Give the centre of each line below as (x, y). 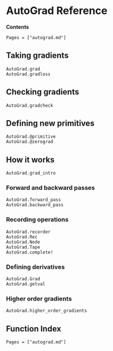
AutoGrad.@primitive (31, 137)
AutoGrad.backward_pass (35, 205)
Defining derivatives (36, 267)
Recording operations (37, 220)
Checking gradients (43, 92)
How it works (30, 160)
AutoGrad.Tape (23, 247)
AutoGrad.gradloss (28, 74)
